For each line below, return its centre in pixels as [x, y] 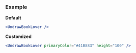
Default [13, 18]
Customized [18, 36]
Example [16, 7]
